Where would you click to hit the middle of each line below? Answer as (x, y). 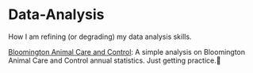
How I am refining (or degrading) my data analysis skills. (100, 36)
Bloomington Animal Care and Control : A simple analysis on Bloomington (127, 52)
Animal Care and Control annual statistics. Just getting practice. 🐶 (115, 60)
